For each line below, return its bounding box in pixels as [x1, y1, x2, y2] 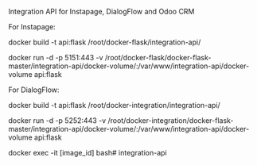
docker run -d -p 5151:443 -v [8, 53, 103, 62]
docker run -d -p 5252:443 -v [8, 116, 107, 125]
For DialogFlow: [8, 85, 60, 94]
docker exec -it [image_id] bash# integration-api [8, 148, 167, 157]
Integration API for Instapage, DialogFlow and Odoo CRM [8, 7, 195, 16]
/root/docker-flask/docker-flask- [104, 53, 212, 62]
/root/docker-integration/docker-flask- [107, 116, 234, 125]
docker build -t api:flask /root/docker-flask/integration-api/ [8, 37, 201, 47]
